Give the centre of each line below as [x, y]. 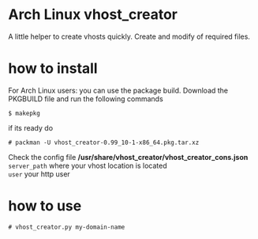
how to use [45, 206]
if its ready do [31, 127]
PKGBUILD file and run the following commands [86, 99]
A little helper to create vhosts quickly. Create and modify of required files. [129, 36]
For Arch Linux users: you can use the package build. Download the [118, 90]
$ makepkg [24, 113]
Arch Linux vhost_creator [93, 15]
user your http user [39, 174]
